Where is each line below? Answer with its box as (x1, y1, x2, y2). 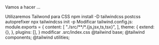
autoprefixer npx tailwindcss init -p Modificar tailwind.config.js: (5, 19, 133, 24)
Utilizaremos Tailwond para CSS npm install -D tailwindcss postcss (5, 14, 141, 19)
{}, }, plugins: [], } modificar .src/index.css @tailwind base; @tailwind (5, 29, 145, 35)
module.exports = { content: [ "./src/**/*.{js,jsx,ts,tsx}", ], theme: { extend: (5, 24, 155, 30)
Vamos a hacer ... (5, 4, 41, 10)
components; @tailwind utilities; (5, 34, 70, 40)
